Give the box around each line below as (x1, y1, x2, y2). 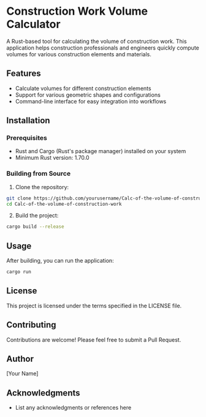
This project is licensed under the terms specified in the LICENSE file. (6, 302, 182, 309)
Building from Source (6, 170, 71, 178)
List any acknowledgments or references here (15, 404, 132, 411)
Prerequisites (6, 133, 47, 142)
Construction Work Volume (6, 4, 148, 18)
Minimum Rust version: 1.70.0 (15, 154, 90, 162)
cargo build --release (6, 224, 64, 230)
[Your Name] (6, 370, 39, 377)
